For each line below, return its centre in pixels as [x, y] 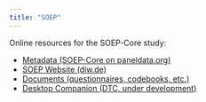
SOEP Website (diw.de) [64, 69]
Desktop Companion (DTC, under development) [109, 88]
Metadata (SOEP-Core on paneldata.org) [96, 59]
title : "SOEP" [36, 17]
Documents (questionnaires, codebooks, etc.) [106, 78]
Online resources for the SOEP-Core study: [88, 43]
